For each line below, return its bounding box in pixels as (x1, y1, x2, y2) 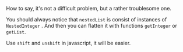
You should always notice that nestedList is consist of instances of (6, 16, 167, 23)
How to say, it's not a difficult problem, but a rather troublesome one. (6, 5, 172, 12)
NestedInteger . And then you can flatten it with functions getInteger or (6, 23, 178, 29)
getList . (6, 28, 26, 35)
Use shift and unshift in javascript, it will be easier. (6, 40, 131, 46)
